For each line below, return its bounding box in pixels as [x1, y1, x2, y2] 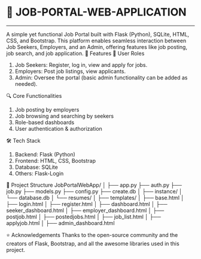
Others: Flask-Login [14, 169, 64, 177]
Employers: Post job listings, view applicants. [14, 67, 126, 75]
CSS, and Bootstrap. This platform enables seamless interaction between [6, 37, 187, 44]
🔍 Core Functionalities [6, 92, 62, 99]
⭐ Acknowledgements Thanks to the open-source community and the [6, 231, 178, 238]
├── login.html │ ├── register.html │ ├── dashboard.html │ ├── [6, 200, 167, 208]
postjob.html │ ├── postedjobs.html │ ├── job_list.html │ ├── [6, 213, 162, 220]
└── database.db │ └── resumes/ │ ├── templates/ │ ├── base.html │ [6, 194, 184, 201]
